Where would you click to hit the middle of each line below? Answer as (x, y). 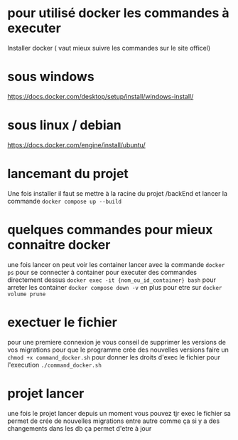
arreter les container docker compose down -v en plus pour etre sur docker (115, 287)
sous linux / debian (65, 125)
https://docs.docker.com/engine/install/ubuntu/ (76, 145)
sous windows (51, 77)
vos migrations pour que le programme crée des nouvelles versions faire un (118, 350)
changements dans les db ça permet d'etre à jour (80, 428)
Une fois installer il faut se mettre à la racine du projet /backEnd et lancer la (117, 193)
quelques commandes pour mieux (110, 230)
